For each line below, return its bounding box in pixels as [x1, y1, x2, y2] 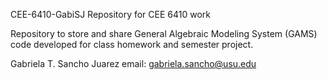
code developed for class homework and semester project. [10, 39, 254, 50]
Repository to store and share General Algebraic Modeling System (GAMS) [10, 28, 318, 39]
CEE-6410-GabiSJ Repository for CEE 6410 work [10, 9, 211, 20]
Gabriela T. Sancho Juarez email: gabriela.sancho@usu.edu [10, 58, 257, 69]
